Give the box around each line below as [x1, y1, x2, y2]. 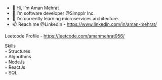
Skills [5, 43, 16, 49]
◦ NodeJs [5, 59, 25, 65]
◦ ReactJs [5, 64, 26, 70]
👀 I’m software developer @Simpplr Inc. [12, 10, 95, 16]
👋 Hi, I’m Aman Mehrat [12, 5, 59, 11]
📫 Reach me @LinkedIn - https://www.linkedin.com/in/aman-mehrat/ [12, 21, 157, 27]
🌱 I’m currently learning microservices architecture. [12, 16, 119, 21]
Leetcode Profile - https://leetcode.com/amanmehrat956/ [5, 33, 125, 39]
